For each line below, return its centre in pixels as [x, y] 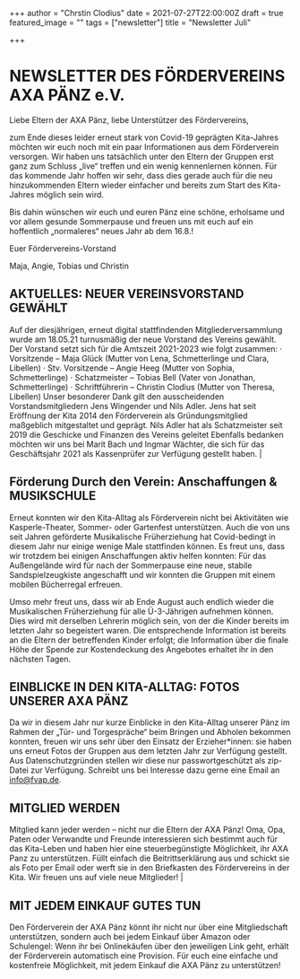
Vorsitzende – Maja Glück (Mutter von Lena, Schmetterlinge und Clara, [139, 358]
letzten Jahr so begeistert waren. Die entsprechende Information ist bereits [148, 630]
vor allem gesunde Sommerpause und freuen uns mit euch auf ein [131, 221]
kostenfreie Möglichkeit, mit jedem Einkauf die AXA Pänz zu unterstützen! [145, 965]
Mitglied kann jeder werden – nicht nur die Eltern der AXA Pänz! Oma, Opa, [147, 830]
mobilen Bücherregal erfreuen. [66, 584]
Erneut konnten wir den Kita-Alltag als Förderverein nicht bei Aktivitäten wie [149, 517]
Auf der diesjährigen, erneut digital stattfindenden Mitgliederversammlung [146, 329]
